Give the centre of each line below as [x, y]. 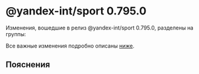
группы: [16, 34]
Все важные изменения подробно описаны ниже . [70, 46]
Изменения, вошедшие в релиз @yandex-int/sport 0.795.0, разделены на [100, 28]
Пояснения [28, 65]
